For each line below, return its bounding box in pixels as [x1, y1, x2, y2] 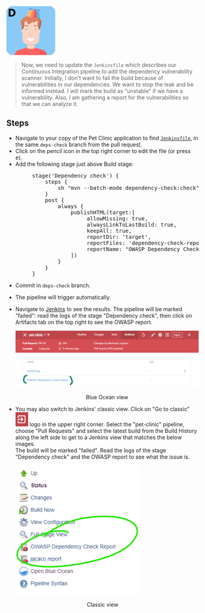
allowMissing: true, [86, 215, 148, 222]
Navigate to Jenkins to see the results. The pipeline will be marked [15, 305, 183, 312]
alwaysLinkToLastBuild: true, [86, 221, 177, 228]
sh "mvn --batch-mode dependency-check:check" [57, 184, 200, 191]
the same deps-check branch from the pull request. [15, 141, 142, 148]
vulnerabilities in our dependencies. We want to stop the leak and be [21, 81, 194, 88]
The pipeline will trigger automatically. [15, 293, 111, 301]
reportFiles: [86, 239, 126, 246]
